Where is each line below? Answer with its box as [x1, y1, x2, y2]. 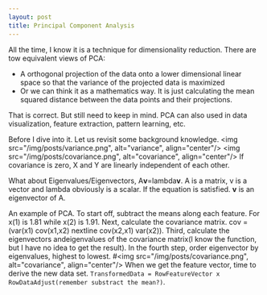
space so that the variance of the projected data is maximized [19, 77, 225, 87]
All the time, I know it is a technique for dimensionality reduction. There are [8, 44, 257, 54]
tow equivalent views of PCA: [8, 53, 106, 63]
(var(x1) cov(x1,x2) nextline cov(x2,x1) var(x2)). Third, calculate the [8, 226, 230, 235]
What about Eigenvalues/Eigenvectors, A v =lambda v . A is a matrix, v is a [8, 176, 248, 185]
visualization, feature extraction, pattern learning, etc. [8, 118, 187, 128]
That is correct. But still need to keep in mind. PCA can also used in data [8, 110, 248, 120]
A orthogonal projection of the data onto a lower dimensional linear [19, 69, 242, 78]
